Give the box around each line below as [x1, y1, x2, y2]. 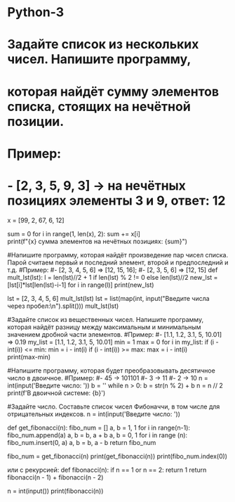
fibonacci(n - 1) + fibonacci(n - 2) [7, 472, 104, 482]
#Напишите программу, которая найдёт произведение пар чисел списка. [7, 250, 229, 259]
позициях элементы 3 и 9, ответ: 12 [7, 193, 226, 208]
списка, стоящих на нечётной [7, 98, 191, 115]
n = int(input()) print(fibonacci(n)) [7, 487, 104, 495]
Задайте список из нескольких [7, 37, 199, 53]
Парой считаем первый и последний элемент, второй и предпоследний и [7, 258, 229, 266]
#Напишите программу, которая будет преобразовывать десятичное [7, 366, 215, 375]
